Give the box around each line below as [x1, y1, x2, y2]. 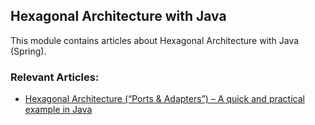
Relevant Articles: [10, 70, 100, 84]
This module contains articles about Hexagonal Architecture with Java [10, 34, 300, 46]
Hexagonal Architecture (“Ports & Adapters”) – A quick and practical [24, 93, 305, 105]
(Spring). [10, 45, 47, 57]
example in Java [24, 104, 93, 116]
